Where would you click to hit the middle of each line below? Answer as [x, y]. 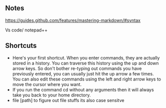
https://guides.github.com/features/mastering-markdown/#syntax [73, 20]
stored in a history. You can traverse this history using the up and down [85, 63]
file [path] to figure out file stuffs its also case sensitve [68, 100]
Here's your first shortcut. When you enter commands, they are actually [86, 57]
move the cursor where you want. [47, 84]
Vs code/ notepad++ [26, 30]
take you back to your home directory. [52, 95]
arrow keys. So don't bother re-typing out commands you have [77, 68]
